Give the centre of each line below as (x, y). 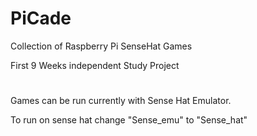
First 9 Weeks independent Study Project (95, 65)
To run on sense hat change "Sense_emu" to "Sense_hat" (129, 120)
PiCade (41, 18)
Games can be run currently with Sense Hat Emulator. (121, 101)
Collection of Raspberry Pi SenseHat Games (101, 46)
